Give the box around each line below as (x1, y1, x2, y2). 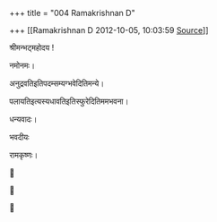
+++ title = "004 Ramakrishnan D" (9, 8, 136, 18)
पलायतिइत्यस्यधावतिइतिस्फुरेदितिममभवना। (9, 96, 129, 107)
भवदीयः (9, 132, 30, 142)
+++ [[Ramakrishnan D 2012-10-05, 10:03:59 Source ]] (9, 25, 209, 35)
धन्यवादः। (9, 114, 38, 124)
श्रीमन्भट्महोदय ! (9, 42, 55, 53)
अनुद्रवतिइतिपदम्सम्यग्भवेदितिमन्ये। (9, 78, 105, 89)
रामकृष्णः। (9, 149, 39, 160)
